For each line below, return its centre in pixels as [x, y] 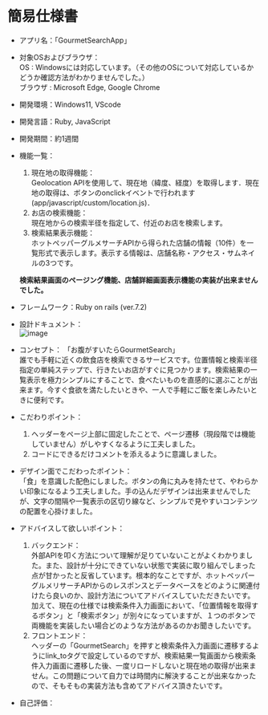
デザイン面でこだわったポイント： [75, 471]
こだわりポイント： [51, 416]
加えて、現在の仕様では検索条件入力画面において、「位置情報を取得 [141, 605]
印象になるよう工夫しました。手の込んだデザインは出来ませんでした [138, 491]
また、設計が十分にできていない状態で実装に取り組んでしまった [150, 565]
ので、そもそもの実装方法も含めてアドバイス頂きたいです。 [129, 685]
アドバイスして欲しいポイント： [72, 528]
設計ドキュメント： [51, 324]
